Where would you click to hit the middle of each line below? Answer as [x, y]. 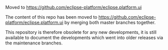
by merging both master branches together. [110, 22]
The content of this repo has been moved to [51, 17]
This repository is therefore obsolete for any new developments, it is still [81, 32]
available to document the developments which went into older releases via [84, 38]
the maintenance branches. [34, 43]
